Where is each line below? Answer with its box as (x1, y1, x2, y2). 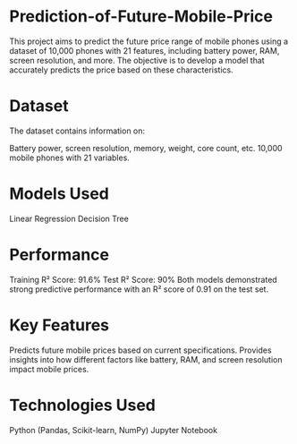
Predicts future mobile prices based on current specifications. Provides (9, 345, 272, 355)
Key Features (9, 315, 110, 335)
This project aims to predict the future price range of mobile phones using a (9, 36, 289, 47)
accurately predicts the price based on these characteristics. (9, 64, 234, 75)
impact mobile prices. (9, 363, 89, 374)
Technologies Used (9, 395, 157, 415)
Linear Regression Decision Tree (9, 213, 130, 224)
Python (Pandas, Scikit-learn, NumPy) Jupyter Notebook (9, 424, 217, 435)
